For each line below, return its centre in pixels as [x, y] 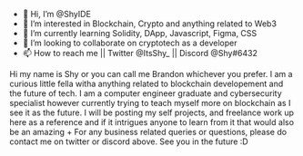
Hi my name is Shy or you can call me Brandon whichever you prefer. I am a [151, 74]
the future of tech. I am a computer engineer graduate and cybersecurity [146, 93]
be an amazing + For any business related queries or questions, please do [148, 132]
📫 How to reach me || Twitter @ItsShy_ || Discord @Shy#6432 [140, 53]
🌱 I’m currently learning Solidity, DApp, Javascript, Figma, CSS [140, 33]
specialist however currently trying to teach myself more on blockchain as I [150, 103]
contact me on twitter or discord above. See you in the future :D [129, 141]
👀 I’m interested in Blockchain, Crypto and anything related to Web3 [150, 24]
